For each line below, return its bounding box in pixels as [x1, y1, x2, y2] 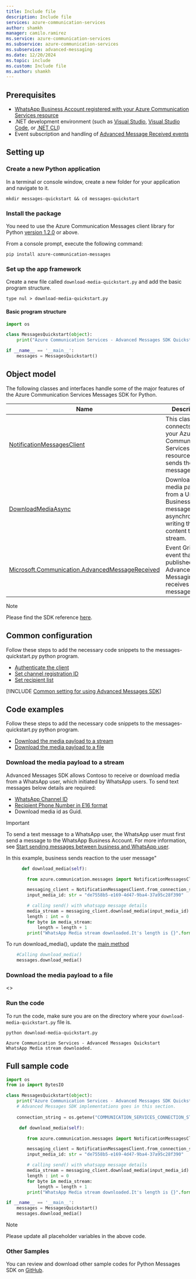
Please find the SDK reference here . [6, 614, 93, 621]
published [165, 558, 193, 566]
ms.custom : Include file [6, 63, 66, 69]
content [165, 527, 187, 535]
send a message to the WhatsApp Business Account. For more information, [6, 837, 187, 844]
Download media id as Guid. [14, 808, 83, 815]
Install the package [6, 209, 61, 217]
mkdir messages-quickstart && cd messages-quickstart [6, 195, 140, 202]
